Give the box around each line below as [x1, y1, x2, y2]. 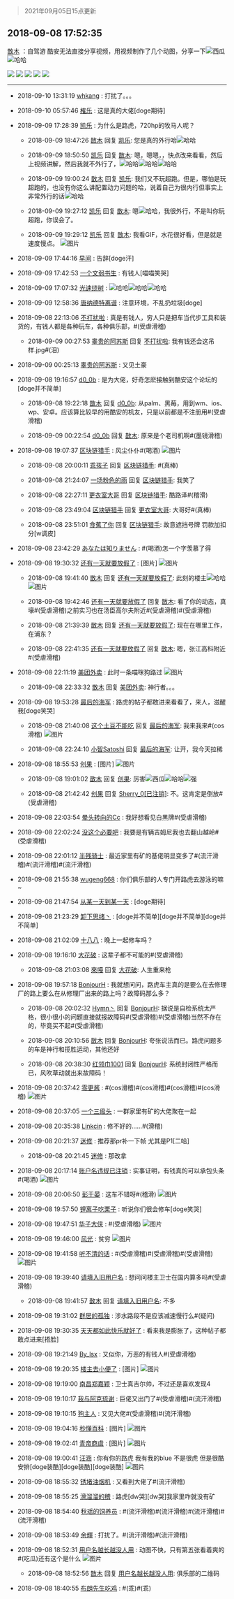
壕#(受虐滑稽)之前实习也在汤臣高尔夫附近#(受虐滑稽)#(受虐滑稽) [27, 606, 212, 614]
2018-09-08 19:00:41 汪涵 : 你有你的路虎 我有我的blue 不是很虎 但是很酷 [17, 1454, 224, 1462]
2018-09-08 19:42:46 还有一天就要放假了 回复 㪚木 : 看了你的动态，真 [27, 597, 226, 605]
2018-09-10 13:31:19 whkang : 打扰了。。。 [17, 91, 136, 100]
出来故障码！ [70, 1069, 108, 1077]
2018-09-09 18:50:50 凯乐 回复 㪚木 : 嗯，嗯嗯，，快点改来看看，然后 [27, 150, 223, 159]
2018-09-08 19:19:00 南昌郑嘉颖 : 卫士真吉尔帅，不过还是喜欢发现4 [17, 1380, 211, 1388]
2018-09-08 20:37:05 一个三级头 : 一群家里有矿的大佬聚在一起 [17, 1107, 196, 1115]
